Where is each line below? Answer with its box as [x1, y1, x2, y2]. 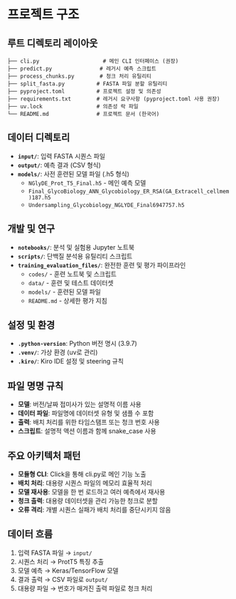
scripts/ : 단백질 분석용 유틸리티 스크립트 [17, 252, 133, 260]
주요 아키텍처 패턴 [7, 450, 81, 462]
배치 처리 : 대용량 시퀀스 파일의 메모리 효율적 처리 [17, 479, 153, 487]
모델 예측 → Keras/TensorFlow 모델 [17, 566, 119, 575]
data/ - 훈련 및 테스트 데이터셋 [28, 278, 114, 287]
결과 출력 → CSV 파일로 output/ [17, 575, 108, 583]
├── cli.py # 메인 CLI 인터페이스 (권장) [7, 58, 179, 65]
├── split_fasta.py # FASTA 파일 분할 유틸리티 [7, 80, 168, 88]
